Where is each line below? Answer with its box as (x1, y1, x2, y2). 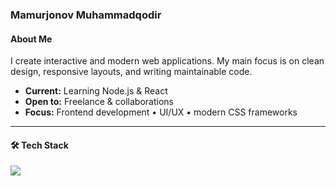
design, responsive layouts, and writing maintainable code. (10, 66, 253, 78)
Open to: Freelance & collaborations (24, 96, 174, 108)
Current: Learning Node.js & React (24, 85, 168, 97)
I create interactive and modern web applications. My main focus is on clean (10, 55, 325, 67)
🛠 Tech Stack (10, 139, 69, 151)
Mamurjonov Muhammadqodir (10, 8, 162, 22)
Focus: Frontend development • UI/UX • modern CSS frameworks (24, 106, 298, 118)
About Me (10, 33, 53, 45)
